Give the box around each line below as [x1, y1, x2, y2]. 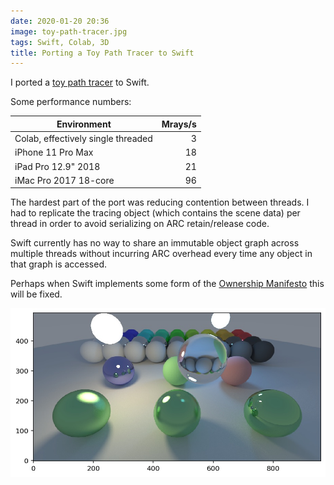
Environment [56, 118, 112, 130]
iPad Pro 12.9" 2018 [14, 160, 101, 172]
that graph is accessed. [10, 258, 108, 270]
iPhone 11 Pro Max [14, 146, 94, 159]
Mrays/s [161, 118, 197, 130]
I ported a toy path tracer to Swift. [10, 76, 150, 89]
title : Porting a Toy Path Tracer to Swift [10, 48, 195, 58]
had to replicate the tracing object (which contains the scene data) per [10, 207, 301, 219]
